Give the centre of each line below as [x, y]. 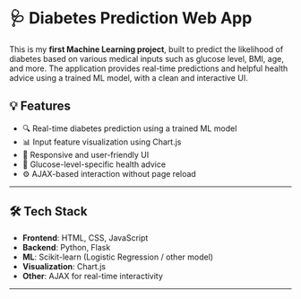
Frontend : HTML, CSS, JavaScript [85, 237]
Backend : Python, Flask [66, 247]
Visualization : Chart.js [64, 266]
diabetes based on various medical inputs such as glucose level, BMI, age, [146, 58]
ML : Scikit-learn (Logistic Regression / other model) [117, 257]
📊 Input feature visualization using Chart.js [102, 142]
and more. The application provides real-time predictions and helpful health [149, 68]
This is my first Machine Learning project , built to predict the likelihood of [146, 49]
